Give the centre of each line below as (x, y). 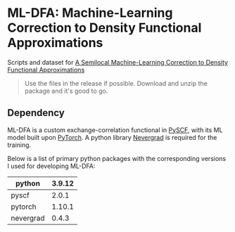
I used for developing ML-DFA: (51, 166)
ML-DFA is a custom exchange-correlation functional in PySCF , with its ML (115, 130)
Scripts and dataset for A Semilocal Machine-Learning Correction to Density (118, 62)
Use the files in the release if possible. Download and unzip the (116, 83)
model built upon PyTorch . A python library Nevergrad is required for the (112, 137)
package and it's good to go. (66, 91)
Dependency (36, 113)
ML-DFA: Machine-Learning (90, 13)
